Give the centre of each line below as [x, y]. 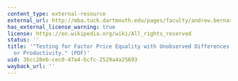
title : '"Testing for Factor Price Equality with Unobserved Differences [119, 46]
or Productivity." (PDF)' [52, 54]
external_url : [28, 20]
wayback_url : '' [31, 66]
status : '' [23, 40]
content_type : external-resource [57, 14]
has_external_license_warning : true [61, 27]
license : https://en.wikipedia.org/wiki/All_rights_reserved [100, 33]
